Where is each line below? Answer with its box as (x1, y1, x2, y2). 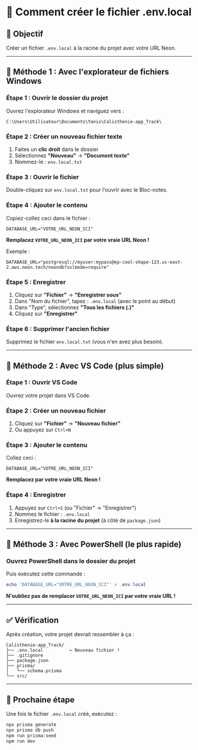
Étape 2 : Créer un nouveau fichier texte (6, 132, 123, 140)
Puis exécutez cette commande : (6, 570, 85, 577)
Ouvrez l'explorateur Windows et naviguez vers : (6, 107, 124, 114)
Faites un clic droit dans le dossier (14, 146, 99, 153)
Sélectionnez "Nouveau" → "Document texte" (14, 152, 130, 159)
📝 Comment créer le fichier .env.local (6, 5, 192, 19)
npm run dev (6, 738, 35, 744)
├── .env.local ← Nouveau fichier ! (6, 647, 120, 653)
